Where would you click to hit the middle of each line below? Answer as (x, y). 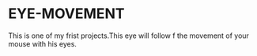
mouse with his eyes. (43, 43)
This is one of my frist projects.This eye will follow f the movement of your (128, 35)
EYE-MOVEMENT (66, 14)
